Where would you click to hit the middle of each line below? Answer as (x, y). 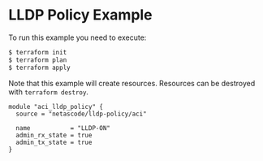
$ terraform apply (39, 67)
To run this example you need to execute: (78, 37)
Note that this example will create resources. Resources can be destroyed (132, 83)
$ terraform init (38, 52)
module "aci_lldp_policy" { (56, 107)
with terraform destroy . (49, 92)
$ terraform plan (38, 60)
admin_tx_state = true (54, 142)
